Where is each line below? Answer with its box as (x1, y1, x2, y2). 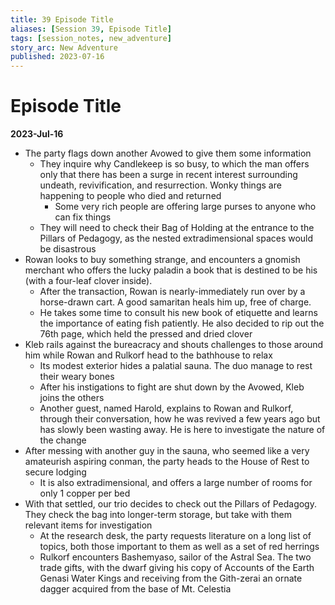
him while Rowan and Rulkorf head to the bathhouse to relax (24, 349, 273, 361)
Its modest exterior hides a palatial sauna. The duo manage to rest (39, 360, 313, 372)
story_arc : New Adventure (10, 42, 118, 53)
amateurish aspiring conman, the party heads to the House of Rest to (24, 456, 310, 468)
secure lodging (24, 466, 87, 478)
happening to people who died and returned (39, 190, 222, 202)
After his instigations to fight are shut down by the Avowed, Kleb (39, 381, 305, 393)
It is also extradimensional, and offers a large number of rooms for (39, 477, 313, 489)
